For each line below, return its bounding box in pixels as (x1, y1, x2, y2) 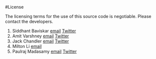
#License (5, 4, 24, 10)
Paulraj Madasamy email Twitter (12, 48, 77, 54)
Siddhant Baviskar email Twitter (12, 28, 76, 33)
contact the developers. (5, 19, 53, 24)
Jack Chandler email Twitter (12, 38, 69, 44)
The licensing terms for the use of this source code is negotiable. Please (5, 14, 152, 19)
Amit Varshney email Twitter (12, 33, 69, 39)
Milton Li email (12, 44, 42, 49)
